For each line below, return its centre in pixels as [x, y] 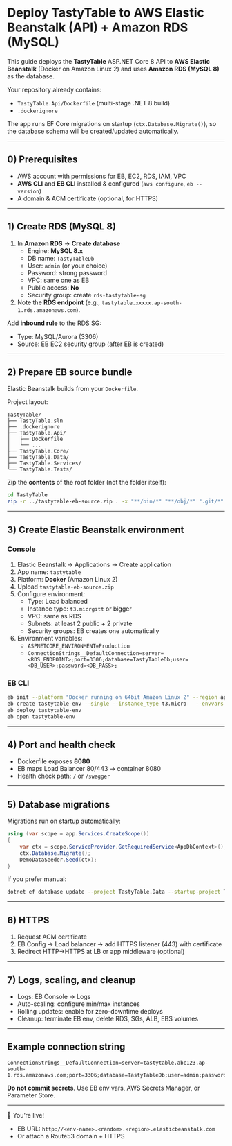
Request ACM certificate [52, 937]
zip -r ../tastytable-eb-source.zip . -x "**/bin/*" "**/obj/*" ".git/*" [116, 502]
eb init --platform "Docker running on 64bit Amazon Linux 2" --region [112, 697]
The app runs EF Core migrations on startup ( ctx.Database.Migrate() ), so [112, 123]
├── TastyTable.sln [35, 421]
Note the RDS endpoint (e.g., [58, 302]
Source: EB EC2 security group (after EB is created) [90, 344]
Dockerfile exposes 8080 [54, 761]
